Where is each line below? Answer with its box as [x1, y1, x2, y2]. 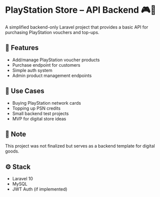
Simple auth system [12, 67, 53, 73]
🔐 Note [5, 130, 26, 138]
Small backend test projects [12, 110, 69, 117]
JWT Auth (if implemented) [12, 186, 67, 192]
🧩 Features [5, 43, 39, 52]
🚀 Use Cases [5, 87, 45, 95]
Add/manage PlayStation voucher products [12, 57, 100, 63]
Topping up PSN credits [12, 105, 61, 111]
